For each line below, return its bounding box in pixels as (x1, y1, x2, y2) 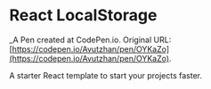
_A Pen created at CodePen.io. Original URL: (9, 34, 172, 45)
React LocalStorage (9, 5, 158, 26)
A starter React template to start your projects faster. (9, 70, 203, 80)
